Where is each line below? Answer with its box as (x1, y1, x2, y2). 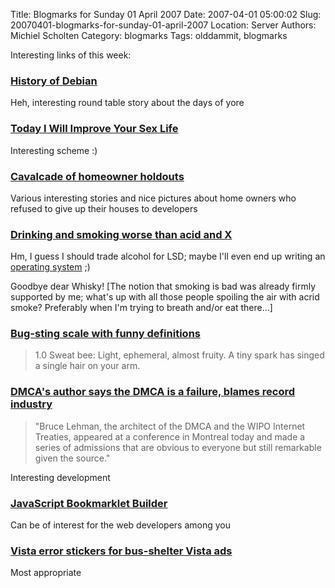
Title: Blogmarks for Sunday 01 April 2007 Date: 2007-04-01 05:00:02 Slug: (10, 9, 322, 20)
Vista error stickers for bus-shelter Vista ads (10, 544, 233, 558)
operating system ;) (10, 261, 91, 273)
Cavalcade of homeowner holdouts (10, 169, 185, 183)
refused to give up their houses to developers (10, 202, 198, 214)
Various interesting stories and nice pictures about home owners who (10, 192, 297, 204)
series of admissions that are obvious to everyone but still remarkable (34, 441, 322, 453)
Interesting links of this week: (10, 49, 132, 61)
